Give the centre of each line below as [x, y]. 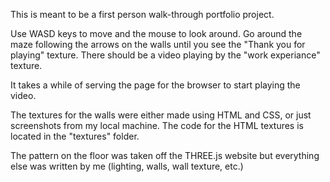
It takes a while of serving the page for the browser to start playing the [155, 85]
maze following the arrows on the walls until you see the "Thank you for [158, 44]
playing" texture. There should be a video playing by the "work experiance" [165, 55]
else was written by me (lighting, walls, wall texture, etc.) [127, 166]
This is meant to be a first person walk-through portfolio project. [142, 14]
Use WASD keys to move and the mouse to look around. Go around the [156, 33]
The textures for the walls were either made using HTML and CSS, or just [161, 115]
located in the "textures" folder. [75, 136]
